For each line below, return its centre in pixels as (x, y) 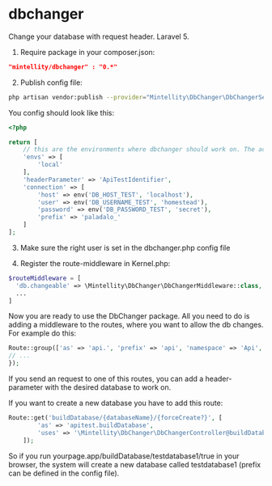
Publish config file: (51, 82)
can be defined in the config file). (64, 473)
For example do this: (42, 333)
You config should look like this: (62, 112)
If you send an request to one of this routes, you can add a (106, 379)
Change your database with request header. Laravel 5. (99, 36)
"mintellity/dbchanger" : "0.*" (63, 67)
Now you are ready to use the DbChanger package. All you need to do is (129, 316)
